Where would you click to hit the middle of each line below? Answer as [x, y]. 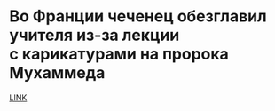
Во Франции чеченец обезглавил [138, 16]
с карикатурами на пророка [119, 54]
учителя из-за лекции [94, 35]
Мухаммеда [57, 73]
